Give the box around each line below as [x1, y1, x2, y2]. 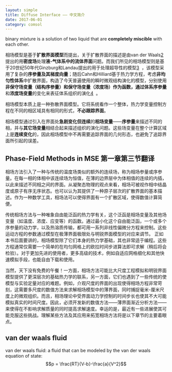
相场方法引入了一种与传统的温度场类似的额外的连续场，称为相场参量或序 [5, 169, 158, 175]
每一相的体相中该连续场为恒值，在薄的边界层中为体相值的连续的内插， [18, 175, 167, 181]
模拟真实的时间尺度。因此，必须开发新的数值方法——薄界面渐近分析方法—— [5, 299, 167, 305]
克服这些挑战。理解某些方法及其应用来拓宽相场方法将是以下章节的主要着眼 [9, 312, 167, 318]
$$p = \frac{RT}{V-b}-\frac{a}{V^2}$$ [45, 361, 127, 367]
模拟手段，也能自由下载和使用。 [9, 257, 77, 263]
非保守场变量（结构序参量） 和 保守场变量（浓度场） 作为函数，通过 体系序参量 [5, 84, 167, 90]
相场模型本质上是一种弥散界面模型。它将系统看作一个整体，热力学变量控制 [5, 101, 162, 108]
